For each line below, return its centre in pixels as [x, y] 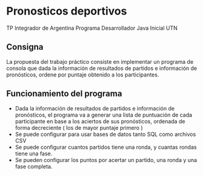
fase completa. [34, 166]
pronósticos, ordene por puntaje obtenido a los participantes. [83, 75]
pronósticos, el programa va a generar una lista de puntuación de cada [104, 115]
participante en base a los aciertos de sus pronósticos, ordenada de [100, 121]
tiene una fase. [34, 154]
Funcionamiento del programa [64, 94]
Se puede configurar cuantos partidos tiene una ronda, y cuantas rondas [106, 147]
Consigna [25, 47]
